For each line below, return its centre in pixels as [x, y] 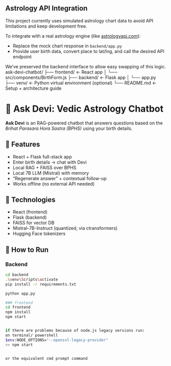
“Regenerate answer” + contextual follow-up [60, 178]
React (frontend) [30, 212]
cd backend [17, 275]
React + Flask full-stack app [42, 156]
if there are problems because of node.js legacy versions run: [75, 331]
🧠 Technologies [30, 200]
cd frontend [18, 307]
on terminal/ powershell [32, 335]
